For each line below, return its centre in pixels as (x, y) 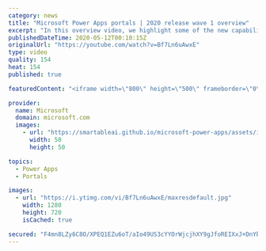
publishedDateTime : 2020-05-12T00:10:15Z (78, 38)
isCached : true (47, 220)
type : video (28, 52)
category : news (33, 15)
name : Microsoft (42, 110)
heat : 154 (25, 67)
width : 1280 (42, 205)
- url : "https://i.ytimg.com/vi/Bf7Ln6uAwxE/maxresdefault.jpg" (123, 198)
